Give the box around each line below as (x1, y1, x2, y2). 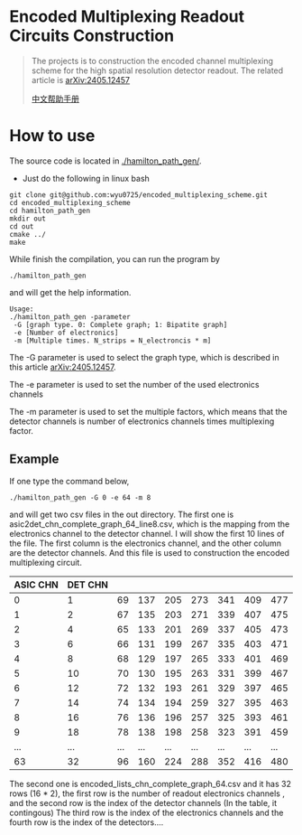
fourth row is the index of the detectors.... (9, 816, 164, 828)
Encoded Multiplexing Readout (9, 6, 245, 27)
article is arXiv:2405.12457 (31, 74, 131, 85)
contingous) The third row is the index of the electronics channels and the (9, 807, 284, 818)
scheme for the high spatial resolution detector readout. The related (31, 65, 284, 76)
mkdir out (9, 214, 47, 223)
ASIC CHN (14, 578, 59, 591)
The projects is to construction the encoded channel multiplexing (31, 55, 273, 66)
